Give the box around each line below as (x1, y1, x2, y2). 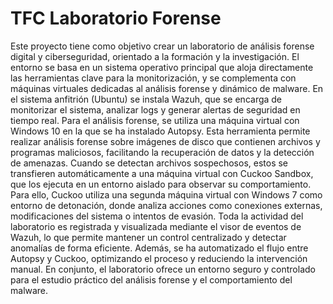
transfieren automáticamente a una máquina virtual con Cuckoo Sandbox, (10, 167, 314, 179)
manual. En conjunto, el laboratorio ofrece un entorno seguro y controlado (10, 263, 316, 275)
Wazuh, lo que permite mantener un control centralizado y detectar (10, 231, 287, 243)
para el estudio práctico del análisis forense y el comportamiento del (10, 273, 293, 286)
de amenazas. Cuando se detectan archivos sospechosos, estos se (10, 157, 289, 169)
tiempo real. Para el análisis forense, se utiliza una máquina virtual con (10, 114, 300, 126)
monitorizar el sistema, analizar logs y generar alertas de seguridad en (10, 103, 301, 116)
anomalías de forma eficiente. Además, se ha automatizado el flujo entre (10, 242, 309, 254)
